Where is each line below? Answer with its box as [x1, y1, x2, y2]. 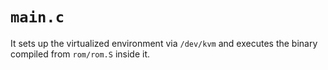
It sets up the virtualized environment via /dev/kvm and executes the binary [10, 37, 318, 49]
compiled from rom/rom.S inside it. [10, 48, 150, 60]
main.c [10, 8, 65, 27]
